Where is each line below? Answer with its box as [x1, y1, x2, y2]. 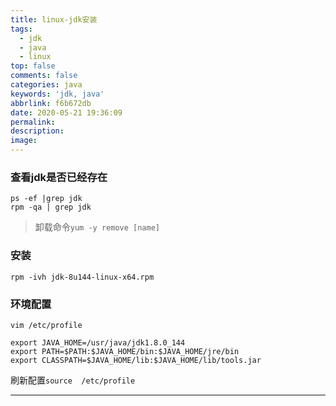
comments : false [10, 71, 78, 81]
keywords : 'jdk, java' [10, 89, 105, 99]
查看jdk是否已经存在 [10, 170, 108, 184]
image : [10, 136, 38, 146]
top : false [10, 61, 56, 71]
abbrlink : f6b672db [10, 98, 92, 108]
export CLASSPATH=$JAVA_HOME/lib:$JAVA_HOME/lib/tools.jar [10, 355, 262, 365]
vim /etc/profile [10, 320, 83, 330]
